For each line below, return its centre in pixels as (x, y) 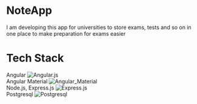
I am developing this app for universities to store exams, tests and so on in (99, 27)
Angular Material (27, 81)
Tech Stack (35, 58)
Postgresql (20, 94)
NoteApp (29, 11)
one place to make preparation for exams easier (66, 33)
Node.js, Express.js (30, 88)
